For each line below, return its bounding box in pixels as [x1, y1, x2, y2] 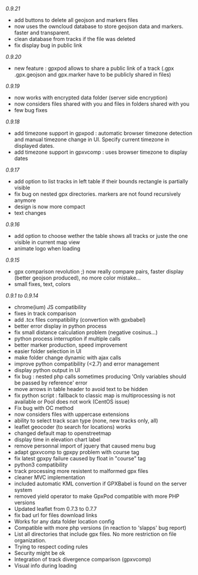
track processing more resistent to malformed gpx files [14, 468, 149, 474]
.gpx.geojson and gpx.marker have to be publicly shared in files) [14, 71, 171, 78]
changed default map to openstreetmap [14, 430, 111, 437]
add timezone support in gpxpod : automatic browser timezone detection [14, 130, 193, 136]
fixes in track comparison [14, 310, 76, 317]
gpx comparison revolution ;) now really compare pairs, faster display [14, 268, 184, 275]
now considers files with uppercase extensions [14, 411, 130, 418]
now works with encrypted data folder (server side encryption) [14, 94, 168, 101]
